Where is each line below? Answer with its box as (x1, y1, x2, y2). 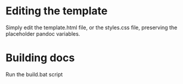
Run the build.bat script (5, 70, 63, 78)
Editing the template (5, 4, 108, 18)
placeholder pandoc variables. (5, 30, 80, 37)
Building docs (5, 51, 75, 65)
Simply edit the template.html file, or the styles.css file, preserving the (5, 24, 178, 31)
